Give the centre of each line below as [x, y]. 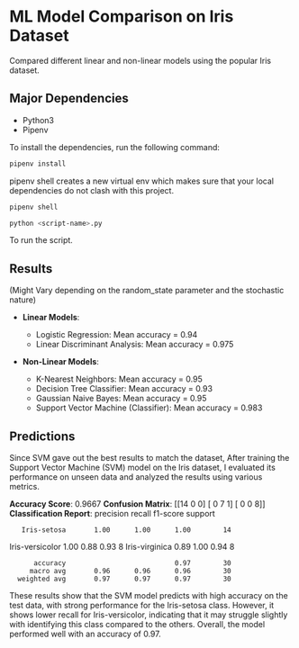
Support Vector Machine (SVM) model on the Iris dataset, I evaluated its [143, 467]
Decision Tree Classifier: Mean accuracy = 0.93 [124, 389]
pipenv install [38, 164]
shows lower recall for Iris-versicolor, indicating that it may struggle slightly [149, 615]
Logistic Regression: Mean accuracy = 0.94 [117, 335]
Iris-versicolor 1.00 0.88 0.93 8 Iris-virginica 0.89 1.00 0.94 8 [122, 547]
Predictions [42, 436]
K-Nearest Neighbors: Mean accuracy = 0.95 [119, 379]
